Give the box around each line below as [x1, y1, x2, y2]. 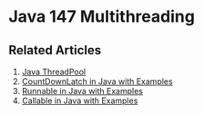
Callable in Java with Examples [21, 95, 138, 106]
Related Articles [8, 43, 102, 58]
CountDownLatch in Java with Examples [21, 76, 174, 87]
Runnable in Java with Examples [21, 86, 143, 96]
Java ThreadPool [21, 66, 87, 77]
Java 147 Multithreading [8, 6, 195, 27]
